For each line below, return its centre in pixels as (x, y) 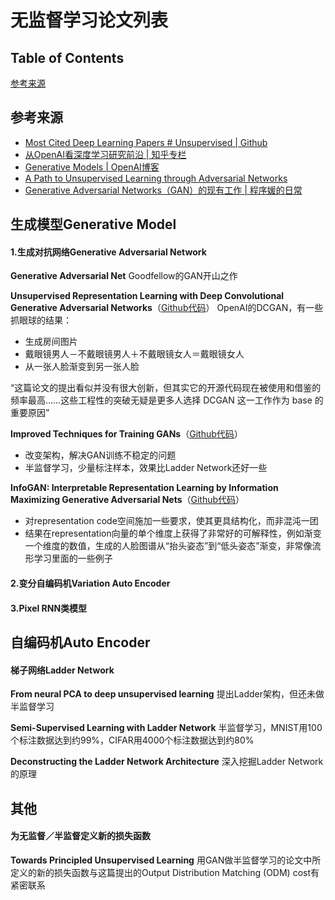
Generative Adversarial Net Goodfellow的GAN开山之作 (124, 276)
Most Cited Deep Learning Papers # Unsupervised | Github (146, 142)
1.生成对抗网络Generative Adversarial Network (108, 252)
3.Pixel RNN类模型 (49, 608)
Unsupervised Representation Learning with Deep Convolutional (147, 296)
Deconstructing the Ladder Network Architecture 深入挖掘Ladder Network (167, 762)
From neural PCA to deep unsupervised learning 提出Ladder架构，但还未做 (167, 694)
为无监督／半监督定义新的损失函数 (80, 836)
